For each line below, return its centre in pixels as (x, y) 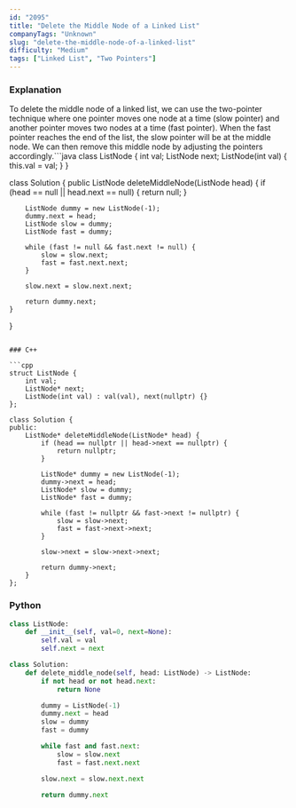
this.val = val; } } (39, 166)
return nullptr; (86, 451)
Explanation (35, 90)
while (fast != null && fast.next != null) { (111, 248)
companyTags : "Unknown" (53, 34)
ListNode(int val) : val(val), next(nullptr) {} (117, 397)
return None (78, 689)
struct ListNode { (43, 374)
